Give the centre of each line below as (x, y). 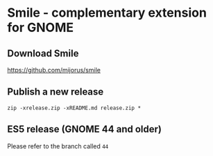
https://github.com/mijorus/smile (54, 70)
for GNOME (41, 28)
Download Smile (43, 53)
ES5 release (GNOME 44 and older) (84, 129)
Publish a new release (56, 92)
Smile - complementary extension (107, 13)
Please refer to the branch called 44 (58, 146)
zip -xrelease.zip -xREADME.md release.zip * (74, 108)
